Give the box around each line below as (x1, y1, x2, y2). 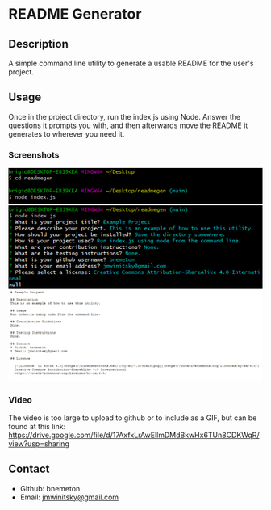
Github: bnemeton (19, 483, 81, 493)
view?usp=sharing (8, 438, 70, 449)
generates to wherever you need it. (8, 129, 125, 138)
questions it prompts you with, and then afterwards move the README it (8, 120, 248, 130)
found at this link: (8, 421, 66, 431)
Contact (8, 462, 50, 476)
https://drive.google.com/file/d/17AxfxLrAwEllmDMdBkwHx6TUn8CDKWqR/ (8, 430, 260, 440)
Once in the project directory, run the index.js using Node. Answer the (8, 112, 241, 121)
